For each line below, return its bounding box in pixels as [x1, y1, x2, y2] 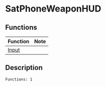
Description [5, 63, 43, 72]
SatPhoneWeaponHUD [5, 3, 101, 15]
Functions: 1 [5, 76, 33, 82]
